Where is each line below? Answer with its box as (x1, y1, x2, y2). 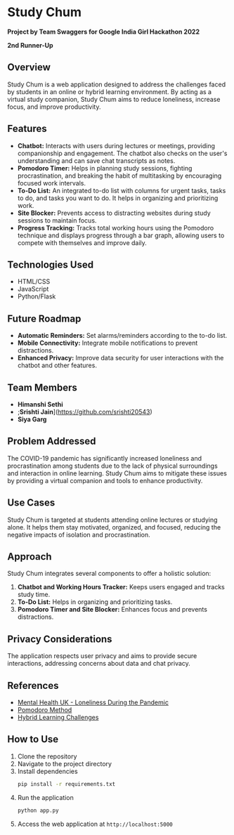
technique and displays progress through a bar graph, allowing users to (17, 231, 225, 239)
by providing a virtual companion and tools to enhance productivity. (7, 476, 203, 485)
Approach (7, 551, 52, 563)
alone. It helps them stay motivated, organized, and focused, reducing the (7, 522, 221, 531)
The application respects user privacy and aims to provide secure (7, 652, 197, 660)
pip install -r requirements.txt (17, 780, 116, 787)
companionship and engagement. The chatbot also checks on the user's (17, 149, 228, 157)
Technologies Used (7, 258, 93, 270)
